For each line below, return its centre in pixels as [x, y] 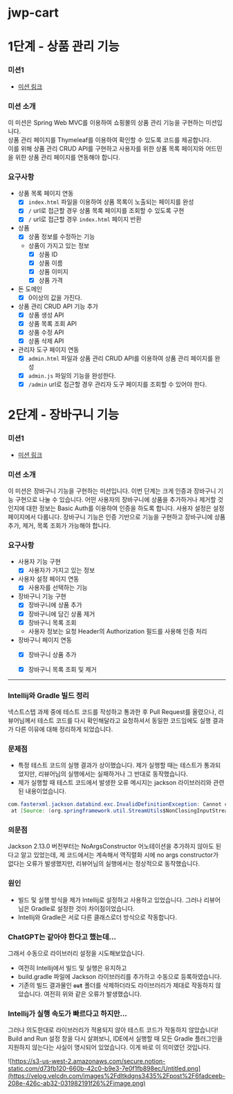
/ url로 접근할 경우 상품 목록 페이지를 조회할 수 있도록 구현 [106, 211]
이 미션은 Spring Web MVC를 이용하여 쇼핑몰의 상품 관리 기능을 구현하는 [106, 122]
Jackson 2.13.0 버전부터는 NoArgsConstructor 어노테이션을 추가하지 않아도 [111, 846]
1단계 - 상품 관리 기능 [64, 47]
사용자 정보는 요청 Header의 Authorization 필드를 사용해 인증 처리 [118, 631]
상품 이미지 [53, 271]
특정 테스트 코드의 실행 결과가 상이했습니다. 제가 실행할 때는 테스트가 [110, 765]
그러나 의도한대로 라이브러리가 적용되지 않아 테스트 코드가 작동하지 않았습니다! [113, 1030]
